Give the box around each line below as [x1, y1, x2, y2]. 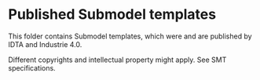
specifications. [8, 63, 57, 72]
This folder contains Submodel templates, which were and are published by [8, 31, 253, 41]
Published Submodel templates [8, 5, 217, 24]
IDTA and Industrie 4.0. [8, 39, 82, 49]
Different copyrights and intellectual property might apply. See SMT [8, 55, 227, 64]
